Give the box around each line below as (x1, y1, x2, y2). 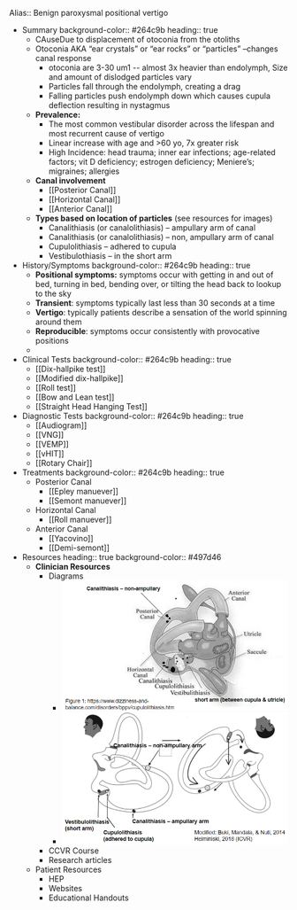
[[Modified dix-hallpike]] (34, 373, 124, 384)
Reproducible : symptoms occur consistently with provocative (34, 326, 261, 336)
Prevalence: (34, 110, 81, 120)
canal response (34, 53, 92, 63)
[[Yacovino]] (48, 533, 95, 543)
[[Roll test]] (34, 383, 77, 393)
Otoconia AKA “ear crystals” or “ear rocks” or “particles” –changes (34, 43, 278, 54)
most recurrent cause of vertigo (48, 128, 165, 138)
